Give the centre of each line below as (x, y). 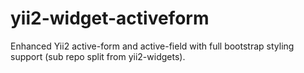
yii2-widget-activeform (110, 18)
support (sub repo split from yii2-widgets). (98, 56)
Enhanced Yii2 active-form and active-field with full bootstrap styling (152, 46)
